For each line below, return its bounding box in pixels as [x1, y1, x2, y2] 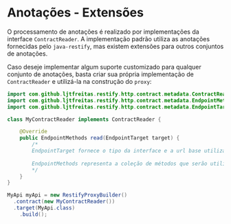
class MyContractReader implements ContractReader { [7, 115, 162, 123]
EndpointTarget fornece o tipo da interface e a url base [32, 148, 201, 155]
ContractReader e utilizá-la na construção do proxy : [7, 77, 152, 85]
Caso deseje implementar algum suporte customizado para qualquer [7, 63, 201, 71]
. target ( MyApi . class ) [13, 205, 76, 212]
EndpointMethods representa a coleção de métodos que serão [32, 160, 208, 167]
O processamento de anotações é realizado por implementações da [7, 27, 199, 36]
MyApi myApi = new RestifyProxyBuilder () [7, 192, 128, 199]
